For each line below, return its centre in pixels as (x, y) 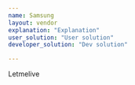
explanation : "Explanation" (54, 30)
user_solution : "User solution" (61, 37)
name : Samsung (31, 15)
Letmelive (24, 74)
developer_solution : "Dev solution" (68, 45)
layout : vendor (33, 23)
